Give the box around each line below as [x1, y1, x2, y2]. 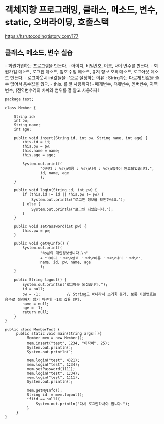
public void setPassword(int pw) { [14, 224, 87, 229]
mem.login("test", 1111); [26, 375, 80, 380]
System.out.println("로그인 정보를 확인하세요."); [31, 197, 126, 202]
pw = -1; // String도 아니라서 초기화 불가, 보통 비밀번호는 [23, 292, 157, 297]
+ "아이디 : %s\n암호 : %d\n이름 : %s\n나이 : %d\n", [40, 256, 143, 260]
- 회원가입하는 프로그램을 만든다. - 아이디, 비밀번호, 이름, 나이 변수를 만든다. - [5, 62, 153, 69]
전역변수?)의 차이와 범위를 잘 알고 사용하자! [17, 87, 99, 93]
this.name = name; [23, 148, 60, 153]
